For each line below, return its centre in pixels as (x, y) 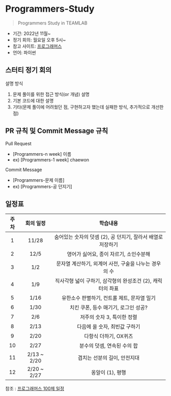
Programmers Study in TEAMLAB (52, 23)
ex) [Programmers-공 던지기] (42, 186)
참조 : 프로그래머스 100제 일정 (35, 389)
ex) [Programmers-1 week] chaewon (51, 160)
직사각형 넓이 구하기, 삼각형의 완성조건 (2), (103, 281)
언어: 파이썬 (24, 52)
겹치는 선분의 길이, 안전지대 (109, 358)
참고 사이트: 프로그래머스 (37, 46)
